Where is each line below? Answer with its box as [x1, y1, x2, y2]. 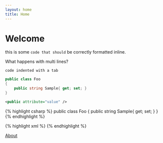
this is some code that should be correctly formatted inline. [5, 49, 126, 55]
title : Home [5, 12, 30, 17]
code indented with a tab [5, 68, 58, 73]
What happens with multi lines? [5, 58, 68, 64]
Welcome [5, 33, 45, 44]
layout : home [5, 7, 32, 12]
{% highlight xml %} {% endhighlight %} [5, 123, 87, 129]
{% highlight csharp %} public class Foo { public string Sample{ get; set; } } [5, 108, 159, 114]
